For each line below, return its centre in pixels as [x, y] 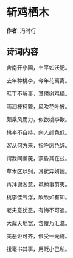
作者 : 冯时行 [21, 30]
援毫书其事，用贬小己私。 [38, 249]
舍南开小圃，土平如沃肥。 [38, 67]
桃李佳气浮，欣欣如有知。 [38, 197]
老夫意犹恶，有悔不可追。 [38, 210]
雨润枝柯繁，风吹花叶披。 [38, 106]
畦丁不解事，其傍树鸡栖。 [38, 93]
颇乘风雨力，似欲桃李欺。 [38, 119]
